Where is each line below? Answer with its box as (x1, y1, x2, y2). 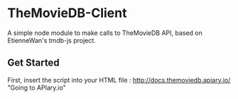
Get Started (7, 57, 60, 69)
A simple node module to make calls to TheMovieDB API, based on (7, 28, 202, 37)
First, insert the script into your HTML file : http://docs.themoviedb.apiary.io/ (7, 75, 231, 84)
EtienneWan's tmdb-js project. (7, 36, 96, 44)
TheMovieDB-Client (7, 5, 127, 21)
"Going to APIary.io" (7, 83, 66, 92)
